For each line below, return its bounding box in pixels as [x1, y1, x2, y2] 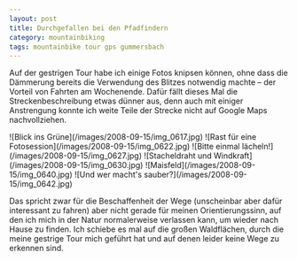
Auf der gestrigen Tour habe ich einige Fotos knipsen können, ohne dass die [9, 67, 288, 79]
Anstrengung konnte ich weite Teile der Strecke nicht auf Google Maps [9, 105, 268, 116]
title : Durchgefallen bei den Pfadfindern [9, 23, 168, 33]
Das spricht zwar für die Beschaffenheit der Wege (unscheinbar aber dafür [9, 195, 283, 207]
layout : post [9, 14, 58, 23]
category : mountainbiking [9, 33, 105, 42]
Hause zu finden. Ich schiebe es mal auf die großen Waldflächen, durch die [9, 224, 285, 234]
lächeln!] [241, 141, 274, 152]
